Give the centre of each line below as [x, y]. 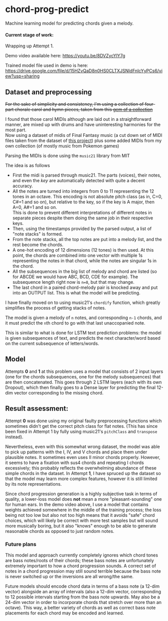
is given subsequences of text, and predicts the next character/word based [83, 338]
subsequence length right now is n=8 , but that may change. [73, 282]
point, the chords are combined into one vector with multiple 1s [77, 255]
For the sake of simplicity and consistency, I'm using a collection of [74, 104]
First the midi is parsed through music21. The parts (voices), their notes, [87, 175]
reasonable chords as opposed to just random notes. [60, 531]
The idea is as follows [28, 165]
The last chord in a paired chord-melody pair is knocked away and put [85, 287]
